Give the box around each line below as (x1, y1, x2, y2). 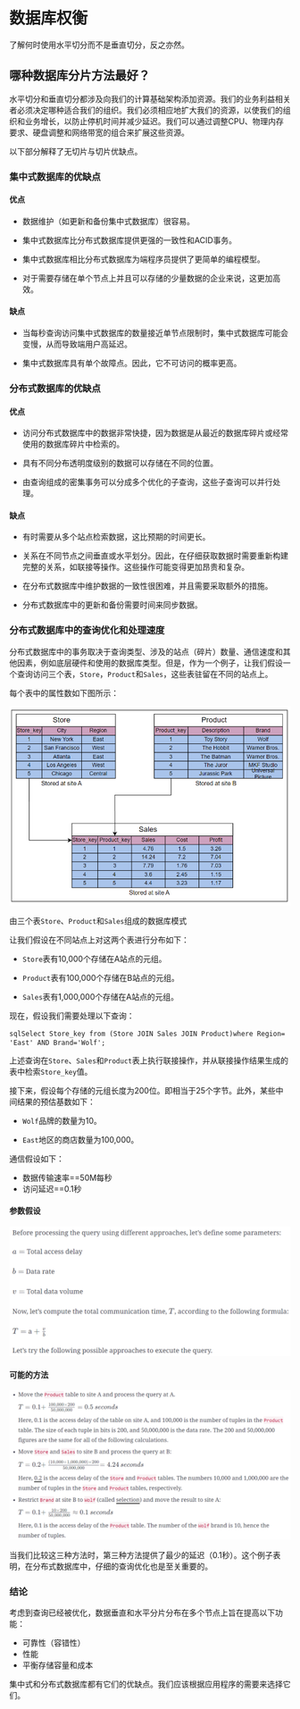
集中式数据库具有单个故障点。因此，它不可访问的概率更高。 (21, 358, 242, 369)
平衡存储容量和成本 (21, 1660, 94, 1671)
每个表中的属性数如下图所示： (9, 687, 119, 698)
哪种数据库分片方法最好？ (9, 68, 150, 83)
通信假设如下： (9, 1153, 64, 1164)
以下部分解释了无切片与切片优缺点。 (9, 146, 143, 156)
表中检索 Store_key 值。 (9, 1066, 93, 1077)
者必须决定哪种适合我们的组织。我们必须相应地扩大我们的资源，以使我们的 (9, 105, 283, 115)
